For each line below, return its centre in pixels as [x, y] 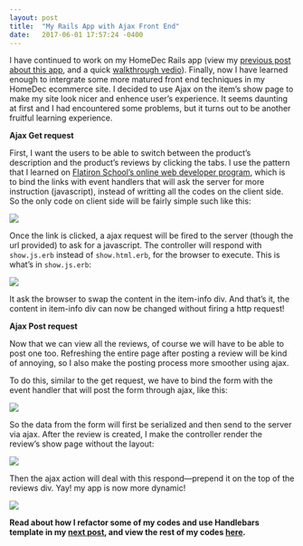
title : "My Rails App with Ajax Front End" [95, 26]
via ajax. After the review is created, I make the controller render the [136, 435]
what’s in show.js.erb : [51, 264]
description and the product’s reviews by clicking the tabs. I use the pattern [150, 163]
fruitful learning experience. [61, 118]
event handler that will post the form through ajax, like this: [118, 390]
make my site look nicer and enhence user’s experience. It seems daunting [148, 99]
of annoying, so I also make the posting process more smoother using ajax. [149, 363]
